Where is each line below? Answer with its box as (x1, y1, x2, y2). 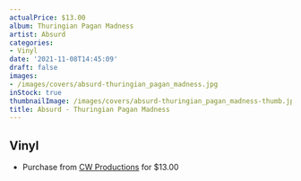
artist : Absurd (9, 30, 66, 39)
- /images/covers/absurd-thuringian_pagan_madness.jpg (9, 80, 219, 89)
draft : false (9, 64, 58, 73)
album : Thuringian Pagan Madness (9, 22, 134, 30)
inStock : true (9, 88, 63, 97)
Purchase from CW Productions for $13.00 (21, 162, 179, 173)
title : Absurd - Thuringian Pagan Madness (9, 105, 170, 114)
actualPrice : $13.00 (9, 13, 87, 22)
